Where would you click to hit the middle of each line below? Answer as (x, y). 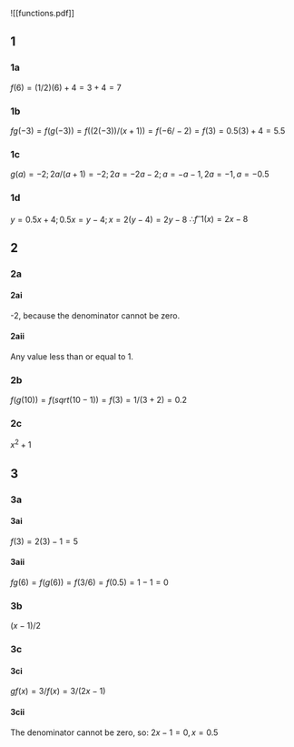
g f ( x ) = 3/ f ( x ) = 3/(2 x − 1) (58, 691)
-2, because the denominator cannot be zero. (95, 315)
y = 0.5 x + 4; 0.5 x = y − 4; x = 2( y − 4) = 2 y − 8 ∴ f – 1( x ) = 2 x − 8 (129, 218)
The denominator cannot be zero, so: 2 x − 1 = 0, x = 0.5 (114, 732)
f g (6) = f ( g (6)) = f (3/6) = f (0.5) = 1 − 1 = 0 (89, 582)
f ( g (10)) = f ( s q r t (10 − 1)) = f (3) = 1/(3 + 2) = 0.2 (99, 400)
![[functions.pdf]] (43, 13)
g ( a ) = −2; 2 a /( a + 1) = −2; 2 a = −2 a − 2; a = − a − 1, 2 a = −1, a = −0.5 (140, 174)
